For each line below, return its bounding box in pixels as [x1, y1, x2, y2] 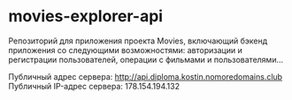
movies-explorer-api [8, 6, 164, 27]
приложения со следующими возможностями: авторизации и [8, 44, 242, 55]
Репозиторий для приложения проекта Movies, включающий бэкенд [8, 35, 268, 46]
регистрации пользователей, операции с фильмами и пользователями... [8, 54, 284, 65]
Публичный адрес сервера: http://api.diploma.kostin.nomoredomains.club [8, 71, 283, 81]
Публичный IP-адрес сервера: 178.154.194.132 [8, 81, 181, 91]
